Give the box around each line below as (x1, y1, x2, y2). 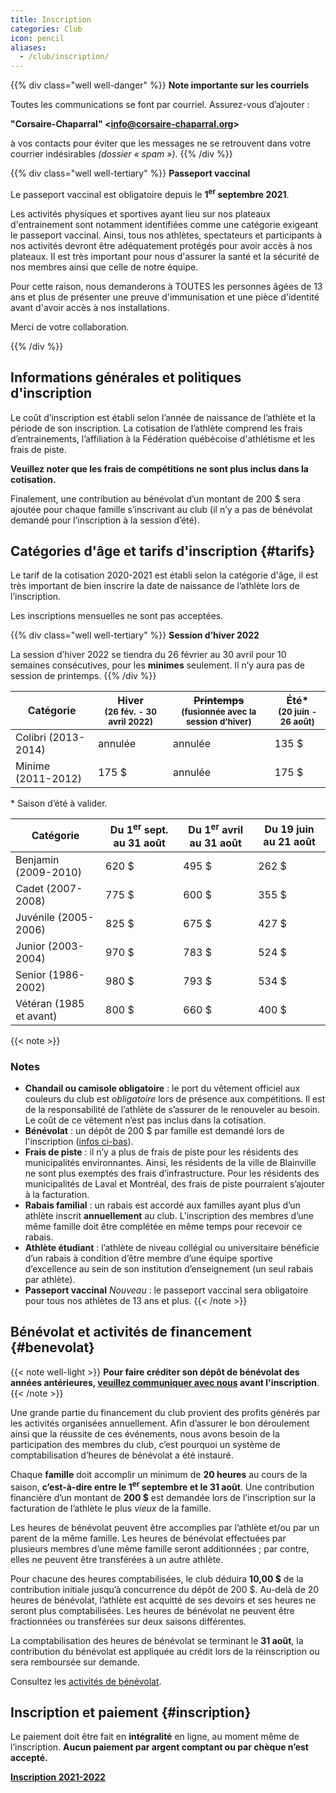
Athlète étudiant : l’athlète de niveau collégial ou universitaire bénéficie (24, 1242, 320, 1254)
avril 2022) (108, 716, 153, 728)
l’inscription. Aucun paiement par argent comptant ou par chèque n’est (10, 1741, 309, 1753)
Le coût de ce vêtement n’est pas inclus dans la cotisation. (24, 1114, 267, 1126)
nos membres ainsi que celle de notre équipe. (10, 261, 199, 273)
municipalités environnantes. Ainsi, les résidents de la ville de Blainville (24, 1157, 317, 1169)
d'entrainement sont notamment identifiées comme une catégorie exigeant (10, 218, 319, 230)
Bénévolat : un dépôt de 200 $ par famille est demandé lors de (24, 1125, 285, 1137)
